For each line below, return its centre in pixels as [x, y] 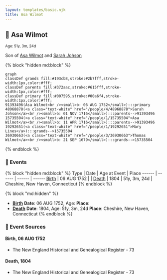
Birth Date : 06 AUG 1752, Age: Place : [51, 203]
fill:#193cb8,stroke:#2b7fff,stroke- [80, 79]
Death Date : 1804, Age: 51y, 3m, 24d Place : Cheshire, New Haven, [81, 208]
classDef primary [23, 96]
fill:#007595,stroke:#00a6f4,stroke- [82, 96]
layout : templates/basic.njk [35, 10]
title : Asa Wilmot [24, 14]
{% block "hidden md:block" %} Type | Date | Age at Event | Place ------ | [81, 173]
